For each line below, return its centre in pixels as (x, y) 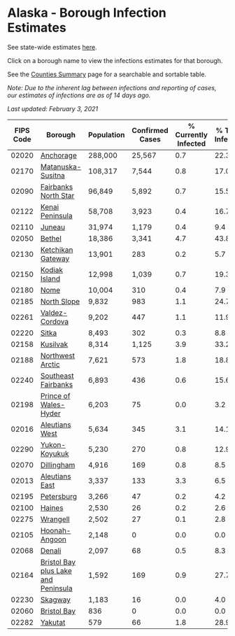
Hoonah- (56, 530)
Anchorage (58, 155)
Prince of (55, 395)
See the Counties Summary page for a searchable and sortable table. (107, 74)
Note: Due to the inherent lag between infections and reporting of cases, (112, 87)
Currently (192, 134)
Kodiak (52, 269)
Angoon (53, 539)
